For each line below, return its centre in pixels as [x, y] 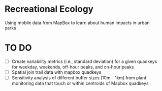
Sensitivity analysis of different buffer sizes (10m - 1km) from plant [79, 78]
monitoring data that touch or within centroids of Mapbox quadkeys [80, 83]
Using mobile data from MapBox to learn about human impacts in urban [77, 23]
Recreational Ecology [49, 9]
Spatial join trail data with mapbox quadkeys [56, 72]
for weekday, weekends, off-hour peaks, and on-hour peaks [73, 67]
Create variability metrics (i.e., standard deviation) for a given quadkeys [84, 61]
